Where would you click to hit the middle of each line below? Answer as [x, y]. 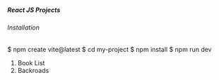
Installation [24, 27]
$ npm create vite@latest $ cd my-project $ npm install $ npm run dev [109, 49]
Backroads [33, 70]
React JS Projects [34, 10]
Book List [31, 62]
